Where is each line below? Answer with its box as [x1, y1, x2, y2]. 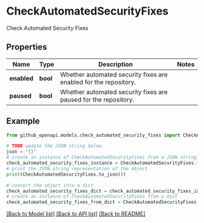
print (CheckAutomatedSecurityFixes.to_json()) [6, 171, 126, 177]
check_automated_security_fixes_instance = [6, 160, 118, 166]
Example [6, 116, 40, 126]
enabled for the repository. [59, 78, 137, 86]
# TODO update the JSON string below [6, 143, 102, 149]
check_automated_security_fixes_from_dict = [6, 199, 121, 205]
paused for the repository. [59, 95, 135, 104]
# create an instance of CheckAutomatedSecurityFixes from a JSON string [6, 154, 197, 160]
